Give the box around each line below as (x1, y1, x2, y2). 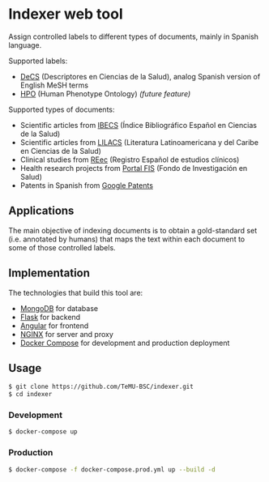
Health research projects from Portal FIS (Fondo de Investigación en (19, 163, 248, 173)
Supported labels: (8, 56, 68, 66)
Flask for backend (19, 312, 81, 322)
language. (8, 40, 42, 49)
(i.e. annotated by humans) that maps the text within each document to (8, 234, 246, 244)
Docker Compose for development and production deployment (19, 338, 230, 348)
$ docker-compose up (8, 428, 79, 436)
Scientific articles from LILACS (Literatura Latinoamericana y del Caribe (19, 137, 259, 147)
